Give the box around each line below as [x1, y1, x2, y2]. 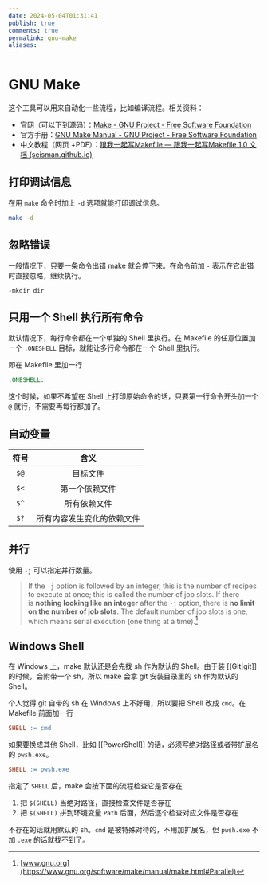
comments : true [8, 26, 59, 34]
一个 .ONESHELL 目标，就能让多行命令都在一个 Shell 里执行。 [8, 344, 205, 353]
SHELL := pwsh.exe [8, 766, 69, 774]
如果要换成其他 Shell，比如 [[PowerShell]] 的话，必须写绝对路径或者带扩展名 [8, 740, 259, 749]
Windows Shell [8, 639, 85, 653]
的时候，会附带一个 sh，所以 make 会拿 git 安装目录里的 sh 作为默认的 [8, 671, 239, 682]
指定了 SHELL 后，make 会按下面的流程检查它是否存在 [8, 780, 183, 790]
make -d [8, 214, 34, 222]
